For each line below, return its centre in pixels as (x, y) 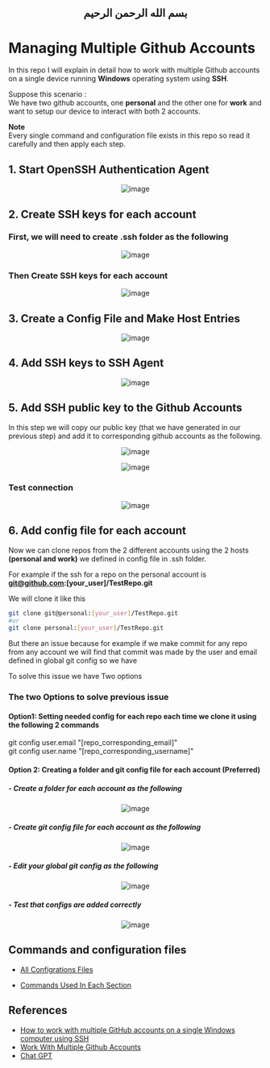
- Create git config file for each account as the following (105, 827)
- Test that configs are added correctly (75, 904)
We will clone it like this (47, 598)
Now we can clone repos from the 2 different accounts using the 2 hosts (129, 550)
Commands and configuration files (98, 950)
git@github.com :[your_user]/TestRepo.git (81, 582)
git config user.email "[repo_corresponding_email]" (93, 743)
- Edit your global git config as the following (83, 866)
